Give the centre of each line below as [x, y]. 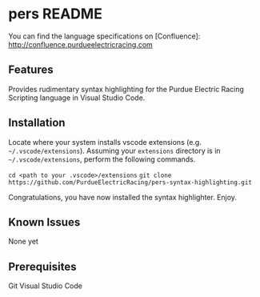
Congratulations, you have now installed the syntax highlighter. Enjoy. [123, 197]
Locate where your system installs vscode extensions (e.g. [105, 142]
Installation [37, 123]
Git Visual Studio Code [45, 286]
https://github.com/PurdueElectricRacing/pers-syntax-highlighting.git [130, 182]
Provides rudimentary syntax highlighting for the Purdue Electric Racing [126, 89]
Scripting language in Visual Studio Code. [77, 98]
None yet [23, 242]
